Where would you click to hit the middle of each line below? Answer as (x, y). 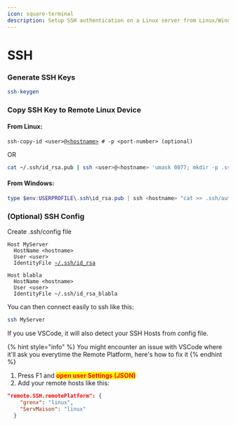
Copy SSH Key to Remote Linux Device (74, 110)
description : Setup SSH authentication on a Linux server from (102, 20)
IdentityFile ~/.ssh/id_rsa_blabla (66, 294)
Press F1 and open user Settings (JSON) (77, 376)
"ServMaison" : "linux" (53, 409)
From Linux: (25, 127)
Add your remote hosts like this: (64, 383)
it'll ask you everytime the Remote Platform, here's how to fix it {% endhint (115, 355)
